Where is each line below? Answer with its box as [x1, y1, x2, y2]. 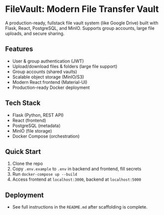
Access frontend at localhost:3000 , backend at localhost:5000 [12, 176, 141, 182]
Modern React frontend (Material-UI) [12, 79, 88, 85]
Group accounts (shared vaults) [12, 69, 77, 74]
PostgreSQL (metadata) [12, 123, 61, 129]
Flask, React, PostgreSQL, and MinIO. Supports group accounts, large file [5, 25, 155, 31]
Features [5, 45, 33, 53]
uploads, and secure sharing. [5, 30, 65, 36]
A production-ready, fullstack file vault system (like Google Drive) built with [5, 20, 159, 26]
